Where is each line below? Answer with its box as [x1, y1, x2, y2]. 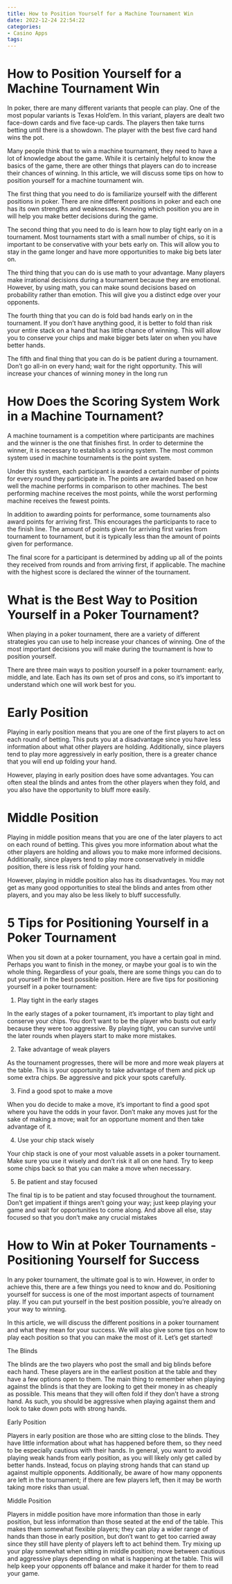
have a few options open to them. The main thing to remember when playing [7, 1375, 225, 1383]
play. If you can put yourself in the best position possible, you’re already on [7, 1298, 222, 1306]
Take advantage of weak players [17, 1044, 111, 1053]
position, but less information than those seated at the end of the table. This [7, 1517, 224, 1526]
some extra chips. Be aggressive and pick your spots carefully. [7, 1073, 187, 1081]
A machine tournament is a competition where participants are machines [7, 432, 215, 439]
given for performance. [7, 540, 73, 548]
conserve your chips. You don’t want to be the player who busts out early [7, 1017, 217, 1025]
